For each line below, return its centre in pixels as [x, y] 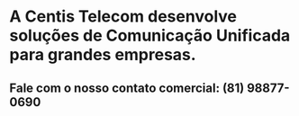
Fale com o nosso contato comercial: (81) [127, 88]
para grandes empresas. [103, 55]
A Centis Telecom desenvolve [123, 17]
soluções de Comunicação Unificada [150, 36]
